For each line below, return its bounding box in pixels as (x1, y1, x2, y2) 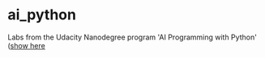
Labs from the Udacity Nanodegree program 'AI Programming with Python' (7, 32, 257, 42)
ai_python (7, 6, 76, 24)
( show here (7, 40, 45, 50)
